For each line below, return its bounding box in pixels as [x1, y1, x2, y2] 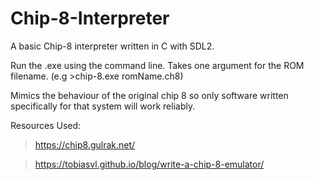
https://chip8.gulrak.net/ [34, 138, 136, 151]
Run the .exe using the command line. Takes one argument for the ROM [10, 59, 305, 71]
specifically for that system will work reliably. [10, 100, 196, 112]
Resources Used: [10, 119, 82, 131]
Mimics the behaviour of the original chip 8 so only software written [10, 89, 289, 101]
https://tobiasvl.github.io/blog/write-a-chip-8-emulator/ [34, 158, 265, 170]
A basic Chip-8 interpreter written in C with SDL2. [10, 40, 215, 52]
